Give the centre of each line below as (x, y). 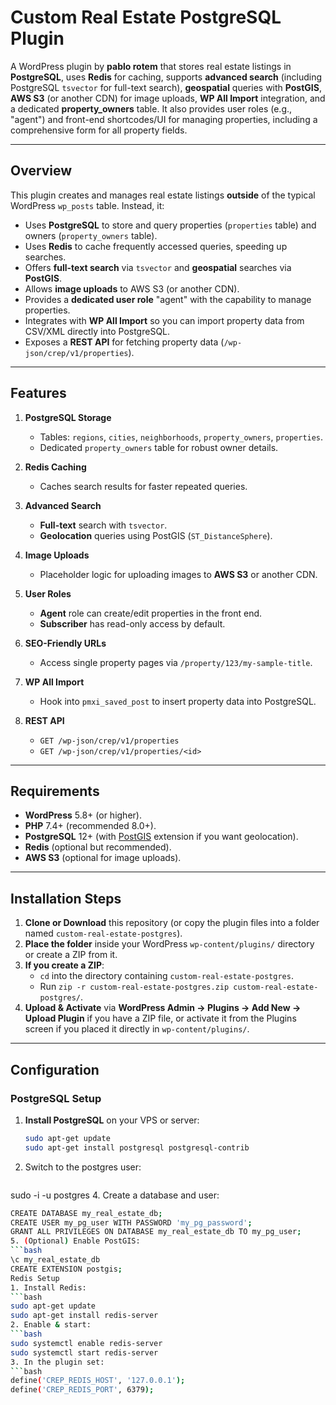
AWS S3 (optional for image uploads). (103, 858)
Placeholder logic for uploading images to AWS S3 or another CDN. (178, 574)
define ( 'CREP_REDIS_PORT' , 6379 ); (82, 1390)
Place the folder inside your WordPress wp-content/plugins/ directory (169, 944)
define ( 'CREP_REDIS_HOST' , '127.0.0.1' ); (98, 1381)
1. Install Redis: (48, 1287)
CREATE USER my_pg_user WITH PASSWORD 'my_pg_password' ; (131, 1222)
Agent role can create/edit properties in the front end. (151, 613)
